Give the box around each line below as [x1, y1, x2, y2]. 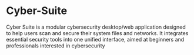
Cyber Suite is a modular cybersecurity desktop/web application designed [6, 23, 186, 30]
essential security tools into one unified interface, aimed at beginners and [6, 36, 185, 43]
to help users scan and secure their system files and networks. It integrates [6, 29, 189, 36]
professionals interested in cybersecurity [6, 42, 105, 49]
